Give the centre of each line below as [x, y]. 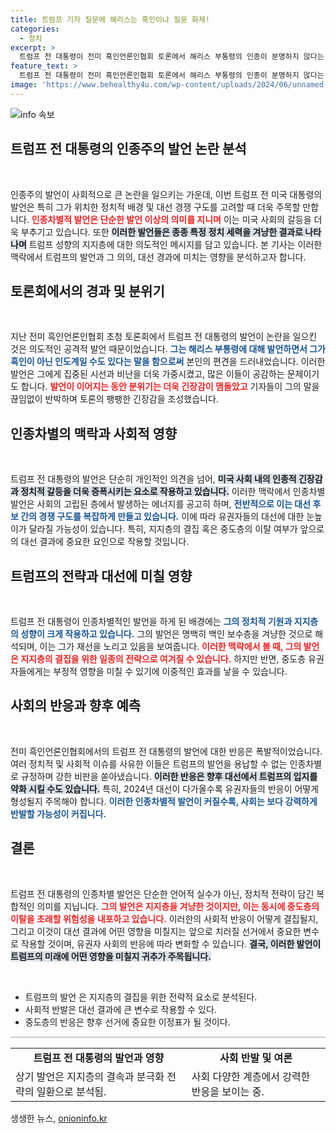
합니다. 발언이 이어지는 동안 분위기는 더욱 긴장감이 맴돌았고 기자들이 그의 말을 [170, 387]
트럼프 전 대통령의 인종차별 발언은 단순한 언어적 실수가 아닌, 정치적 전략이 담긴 [162, 893]
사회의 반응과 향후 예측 [76, 706]
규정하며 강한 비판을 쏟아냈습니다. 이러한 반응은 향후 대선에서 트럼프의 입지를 [169, 776]
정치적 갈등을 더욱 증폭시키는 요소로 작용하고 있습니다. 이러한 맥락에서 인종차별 [173, 492]
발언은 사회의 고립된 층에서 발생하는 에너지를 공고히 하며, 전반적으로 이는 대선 [161, 504]
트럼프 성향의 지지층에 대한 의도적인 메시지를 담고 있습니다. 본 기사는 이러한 [175, 244]
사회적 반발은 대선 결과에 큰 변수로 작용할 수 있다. [120, 1009]
